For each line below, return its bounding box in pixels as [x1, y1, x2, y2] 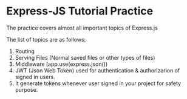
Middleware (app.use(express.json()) [15, 60, 108, 68]
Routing [15, 47, 35, 55]
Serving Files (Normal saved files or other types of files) [15, 54, 155, 61]
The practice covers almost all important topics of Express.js [6, 24, 158, 31]
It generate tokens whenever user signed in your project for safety [15, 80, 181, 87]
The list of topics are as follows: [6, 36, 86, 43]
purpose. [15, 86, 38, 93]
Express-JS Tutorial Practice [6, 4, 154, 18]
